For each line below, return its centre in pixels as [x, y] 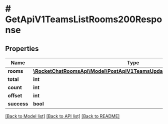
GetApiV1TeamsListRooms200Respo [84, 19]
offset [15, 96]
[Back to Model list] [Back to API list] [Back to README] [62, 116]
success [18, 104]
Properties [22, 48]
